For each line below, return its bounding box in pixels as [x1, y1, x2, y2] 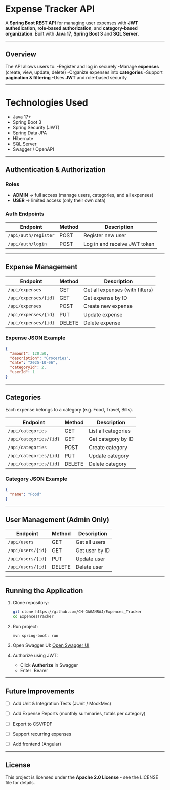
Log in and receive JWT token [83, 240, 155, 247]
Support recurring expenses [12, 731, 72, 737]
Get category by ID [88, 435, 134, 442]
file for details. [5, 779, 35, 785]
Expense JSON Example [5, 334, 66, 341]
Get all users [75, 539, 106, 546]
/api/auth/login [8, 241, 47, 247]
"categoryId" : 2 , [10, 365, 47, 370]
